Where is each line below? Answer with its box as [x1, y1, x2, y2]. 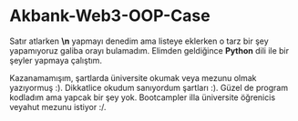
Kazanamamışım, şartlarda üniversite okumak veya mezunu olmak [9, 72, 257, 83]
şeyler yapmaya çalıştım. [9, 55, 103, 66]
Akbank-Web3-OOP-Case [9, 5, 211, 26]
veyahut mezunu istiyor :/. [9, 101, 107, 112]
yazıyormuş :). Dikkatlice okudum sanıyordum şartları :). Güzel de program [9, 82, 289, 93]
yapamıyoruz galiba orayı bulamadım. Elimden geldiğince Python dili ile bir [9, 45, 290, 55]
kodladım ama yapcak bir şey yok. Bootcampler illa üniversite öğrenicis [9, 92, 276, 103]
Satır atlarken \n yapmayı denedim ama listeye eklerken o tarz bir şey [9, 35, 269, 46]
